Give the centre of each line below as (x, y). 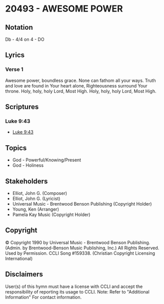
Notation (19, 27)
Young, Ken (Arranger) (35, 209)
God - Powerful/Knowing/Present (47, 160)
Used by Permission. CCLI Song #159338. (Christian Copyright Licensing (80, 253)
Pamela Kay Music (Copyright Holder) (51, 215)
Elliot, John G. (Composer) (40, 193)
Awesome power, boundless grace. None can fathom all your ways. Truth (80, 80)
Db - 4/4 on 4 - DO (25, 39)
